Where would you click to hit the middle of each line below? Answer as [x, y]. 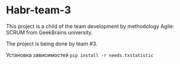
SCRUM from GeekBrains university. [50, 32]
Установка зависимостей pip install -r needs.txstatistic [80, 55]
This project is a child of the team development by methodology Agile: [90, 26]
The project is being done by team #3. [52, 44]
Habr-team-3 [39, 10]
